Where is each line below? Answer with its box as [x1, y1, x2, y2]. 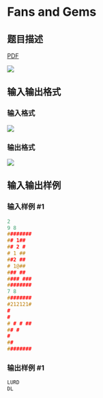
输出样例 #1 [7, 363, 44, 373]
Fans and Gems [7, 4, 97, 20]
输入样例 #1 [7, 202, 44, 211]
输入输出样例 [7, 180, 61, 191]
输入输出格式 [7, 86, 61, 98]
